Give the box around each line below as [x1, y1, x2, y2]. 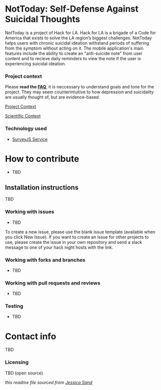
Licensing [5, 359, 29, 366]
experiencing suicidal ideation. [5, 61, 66, 67]
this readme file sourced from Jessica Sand [5, 379, 93, 385]
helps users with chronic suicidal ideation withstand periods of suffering [5, 40, 149, 46]
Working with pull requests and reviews [5, 279, 100, 286]
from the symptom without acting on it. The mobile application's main [5, 45, 144, 51]
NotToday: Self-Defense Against [5, 3, 139, 15]
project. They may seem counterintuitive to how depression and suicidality [5, 89, 154, 95]
